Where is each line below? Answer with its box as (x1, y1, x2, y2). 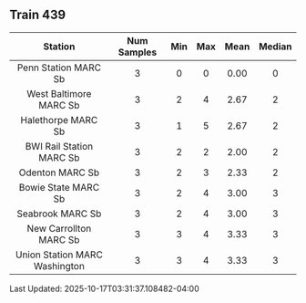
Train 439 (9, 7, 66, 23)
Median (258, 40, 292, 53)
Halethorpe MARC (20, 113, 98, 126)
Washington (33, 259, 85, 272)
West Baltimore (26, 87, 92, 99)
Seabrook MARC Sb (16, 207, 102, 220)
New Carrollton (26, 222, 92, 235)
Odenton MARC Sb (18, 166, 100, 179)
